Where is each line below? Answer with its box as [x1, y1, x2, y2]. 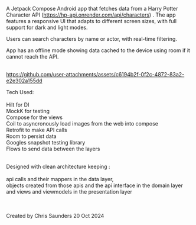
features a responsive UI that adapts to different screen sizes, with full [6, 18, 177, 24]
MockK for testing [6, 108, 50, 114]
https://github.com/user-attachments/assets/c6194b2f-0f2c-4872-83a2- [6, 71, 185, 78]
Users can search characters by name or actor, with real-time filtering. [6, 36, 177, 42]
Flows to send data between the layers [6, 145, 100, 152]
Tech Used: [6, 89, 34, 95]
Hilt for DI [6, 101, 30, 108]
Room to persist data [6, 133, 57, 140]
